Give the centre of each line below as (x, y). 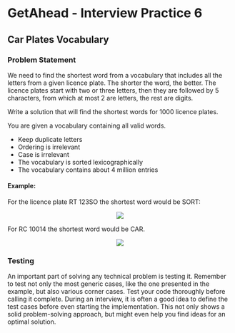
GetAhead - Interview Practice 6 (105, 13)
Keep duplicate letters (50, 139)
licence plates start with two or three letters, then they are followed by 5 (113, 90)
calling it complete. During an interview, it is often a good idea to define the (118, 299)
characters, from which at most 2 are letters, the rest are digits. (100, 98)
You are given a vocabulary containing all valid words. (87, 125)
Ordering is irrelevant (49, 147)
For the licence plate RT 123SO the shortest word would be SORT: (104, 202)
